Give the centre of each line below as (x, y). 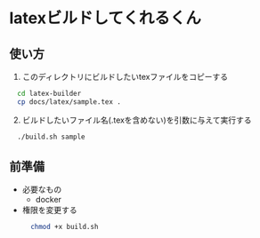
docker (49, 200)
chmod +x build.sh (65, 227)
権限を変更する (49, 210)
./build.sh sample (52, 137)
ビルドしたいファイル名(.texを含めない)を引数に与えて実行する (137, 120)
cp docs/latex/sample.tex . (69, 102)
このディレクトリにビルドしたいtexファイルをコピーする (125, 77)
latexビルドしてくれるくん (106, 18)
